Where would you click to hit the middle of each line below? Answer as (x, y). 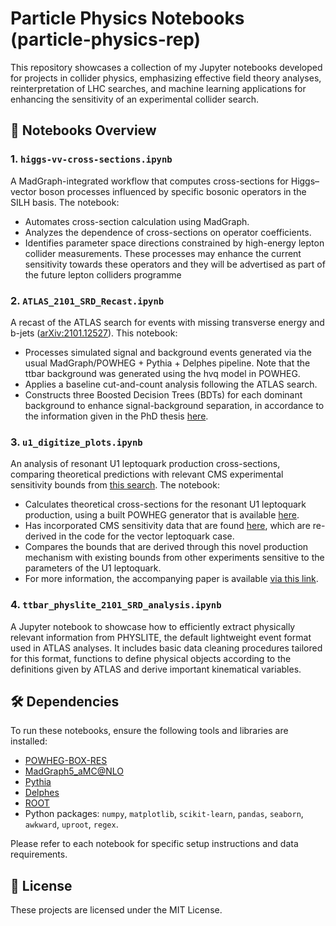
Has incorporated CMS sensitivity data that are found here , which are (167, 526)
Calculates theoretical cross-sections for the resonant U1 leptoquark (165, 504)
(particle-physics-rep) (106, 39)
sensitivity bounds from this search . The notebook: (115, 485)
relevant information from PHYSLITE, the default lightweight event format (161, 637)
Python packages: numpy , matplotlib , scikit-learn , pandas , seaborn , (164, 814)
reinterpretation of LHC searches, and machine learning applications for (158, 88)
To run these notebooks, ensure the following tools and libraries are (149, 731)
